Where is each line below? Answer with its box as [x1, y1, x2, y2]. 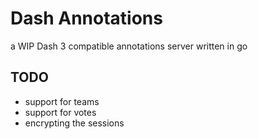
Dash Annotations [10, 7, 163, 30]
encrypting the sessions [24, 117, 125, 129]
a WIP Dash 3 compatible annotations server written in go [10, 40, 248, 52]
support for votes [24, 106, 97, 118]
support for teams [24, 95, 100, 107]
